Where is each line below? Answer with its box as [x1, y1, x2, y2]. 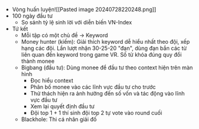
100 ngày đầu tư [12, 12, 53, 19]
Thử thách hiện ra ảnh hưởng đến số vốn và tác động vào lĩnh [30, 90, 185, 97]
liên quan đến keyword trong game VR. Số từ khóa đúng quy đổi [21, 51, 182, 58]
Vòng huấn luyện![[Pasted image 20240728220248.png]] [12, 6, 156, 13]
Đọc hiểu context [30, 77, 74, 84]
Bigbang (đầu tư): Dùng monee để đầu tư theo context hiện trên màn [21, 64, 194, 71]
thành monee [21, 58, 55, 64]
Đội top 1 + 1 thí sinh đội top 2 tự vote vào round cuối [30, 110, 162, 116]
